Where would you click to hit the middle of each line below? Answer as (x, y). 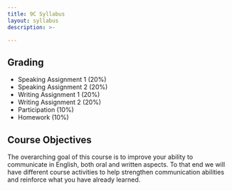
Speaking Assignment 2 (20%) (63, 87)
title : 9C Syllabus (36, 14)
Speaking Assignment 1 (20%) (62, 80)
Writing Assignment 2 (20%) (59, 102)
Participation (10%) (46, 110)
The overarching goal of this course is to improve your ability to (100, 157)
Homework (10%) (43, 118)
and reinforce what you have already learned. (74, 180)
